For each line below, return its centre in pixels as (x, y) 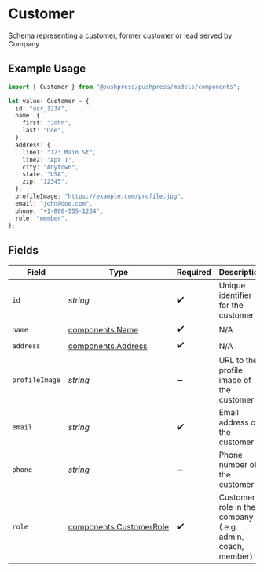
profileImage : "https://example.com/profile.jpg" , (100, 196)
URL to (231, 361)
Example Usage (47, 69)
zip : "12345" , (45, 182)
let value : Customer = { (49, 101)
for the (231, 306)
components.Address (108, 346)
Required (194, 273)
